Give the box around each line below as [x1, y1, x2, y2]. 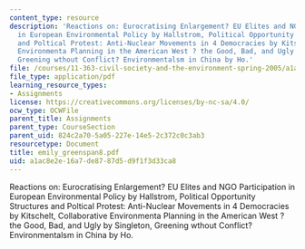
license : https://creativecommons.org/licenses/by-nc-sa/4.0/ [9, 97, 250, 107]
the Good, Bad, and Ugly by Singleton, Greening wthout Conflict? [9, 219, 252, 231]
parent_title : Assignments [9, 114, 112, 123]
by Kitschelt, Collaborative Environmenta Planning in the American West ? [9, 210, 285, 221]
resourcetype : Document [9, 139, 100, 148]
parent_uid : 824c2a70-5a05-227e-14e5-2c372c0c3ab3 [9, 131, 205, 140]
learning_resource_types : [9, 81, 107, 90]
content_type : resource [9, 13, 100, 23]
